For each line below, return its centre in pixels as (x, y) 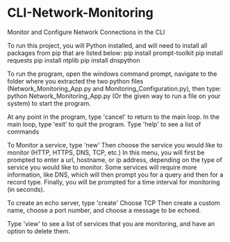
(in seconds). (26, 189)
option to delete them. (39, 231)
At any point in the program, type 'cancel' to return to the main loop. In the (114, 117)
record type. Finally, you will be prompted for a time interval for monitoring (114, 181)
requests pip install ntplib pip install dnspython (74, 60)
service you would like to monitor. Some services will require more (102, 167)
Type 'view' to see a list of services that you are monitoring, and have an (111, 223)
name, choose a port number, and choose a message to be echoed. (104, 210)
